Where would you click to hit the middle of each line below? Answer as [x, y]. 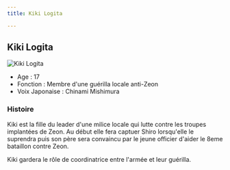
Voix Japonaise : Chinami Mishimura [68, 92]
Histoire [21, 109]
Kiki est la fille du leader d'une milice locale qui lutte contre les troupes [107, 124]
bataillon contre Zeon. [38, 146]
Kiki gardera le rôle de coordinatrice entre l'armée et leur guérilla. [99, 159]
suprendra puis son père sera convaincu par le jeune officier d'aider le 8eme [115, 138]
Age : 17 [28, 77]
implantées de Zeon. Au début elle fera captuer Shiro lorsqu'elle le [100, 132]
